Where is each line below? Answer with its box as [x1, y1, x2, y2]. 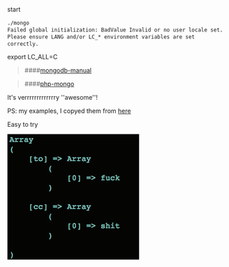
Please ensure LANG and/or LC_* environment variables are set [7, 33, 195, 40]
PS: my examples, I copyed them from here [7, 107, 131, 115]
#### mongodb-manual [24, 66, 92, 75]
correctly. [7, 40, 39, 47]
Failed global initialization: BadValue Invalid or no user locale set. [7, 26, 223, 33]
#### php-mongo [24, 79, 75, 88]
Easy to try [7, 121, 38, 128]
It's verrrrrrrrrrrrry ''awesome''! [7, 93, 98, 101]
